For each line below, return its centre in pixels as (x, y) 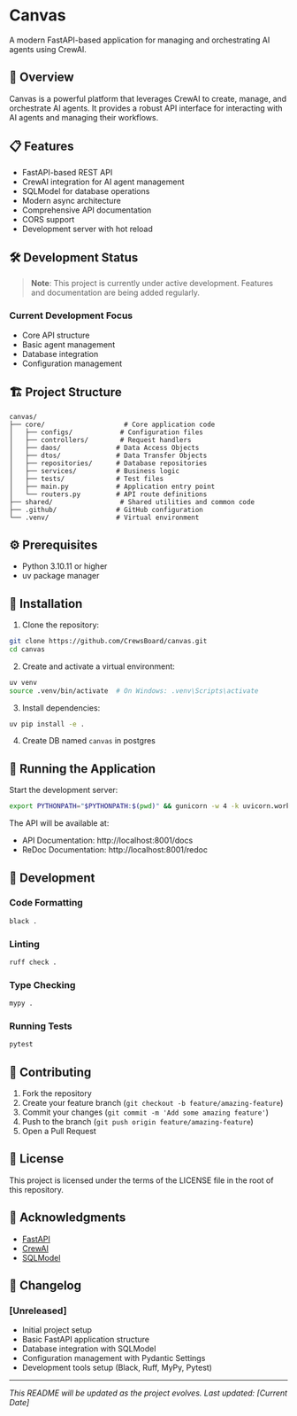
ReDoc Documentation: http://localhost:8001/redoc (114, 850)
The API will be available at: (59, 823)
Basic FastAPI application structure (86, 1340)
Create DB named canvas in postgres (89, 741)
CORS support (48, 219)
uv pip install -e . (47, 724)
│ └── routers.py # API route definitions (108, 494)
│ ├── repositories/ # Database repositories (108, 463)
